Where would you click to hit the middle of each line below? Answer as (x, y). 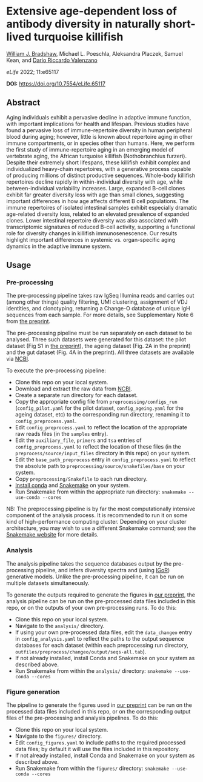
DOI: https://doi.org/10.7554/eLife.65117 (56, 84)
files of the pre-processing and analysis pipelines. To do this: (82, 718)
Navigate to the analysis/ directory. (60, 626)
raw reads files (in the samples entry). (62, 434)
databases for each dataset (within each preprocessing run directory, (102, 645)
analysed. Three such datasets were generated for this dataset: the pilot (96, 339)
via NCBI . (18, 359)
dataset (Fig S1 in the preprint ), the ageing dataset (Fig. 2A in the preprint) (98, 346)
